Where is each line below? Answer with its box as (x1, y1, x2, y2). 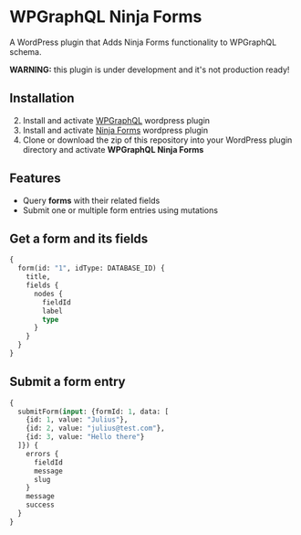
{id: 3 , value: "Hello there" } (26, 433, 145, 442)
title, (26, 273, 51, 282)
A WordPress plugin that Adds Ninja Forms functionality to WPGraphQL (9, 37, 277, 48)
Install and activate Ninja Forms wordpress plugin (22, 124, 208, 135)
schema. (9, 46, 42, 57)
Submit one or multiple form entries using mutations (22, 204, 219, 216)
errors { (26, 449, 59, 458)
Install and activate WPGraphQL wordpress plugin (22, 114, 211, 125)
